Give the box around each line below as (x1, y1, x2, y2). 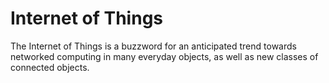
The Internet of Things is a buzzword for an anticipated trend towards (10, 40, 297, 52)
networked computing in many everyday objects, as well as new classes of (10, 50, 319, 62)
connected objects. (10, 61, 90, 73)
